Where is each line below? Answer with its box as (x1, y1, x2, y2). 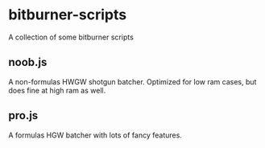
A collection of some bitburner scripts (8, 32, 135, 42)
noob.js (8, 55, 48, 69)
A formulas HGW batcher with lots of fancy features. (8, 130, 183, 140)
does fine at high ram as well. (8, 85, 106, 95)
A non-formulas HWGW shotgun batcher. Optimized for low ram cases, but (8, 76, 257, 86)
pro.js (8, 109, 39, 122)
